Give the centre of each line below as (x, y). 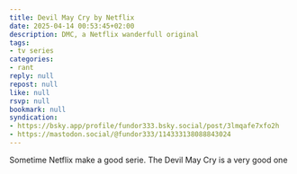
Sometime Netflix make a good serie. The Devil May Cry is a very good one (148, 160)
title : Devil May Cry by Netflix (72, 17)
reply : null (31, 76)
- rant (22, 68)
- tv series (31, 51)
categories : (31, 59)
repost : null (34, 84)
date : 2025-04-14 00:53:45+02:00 (72, 26)
